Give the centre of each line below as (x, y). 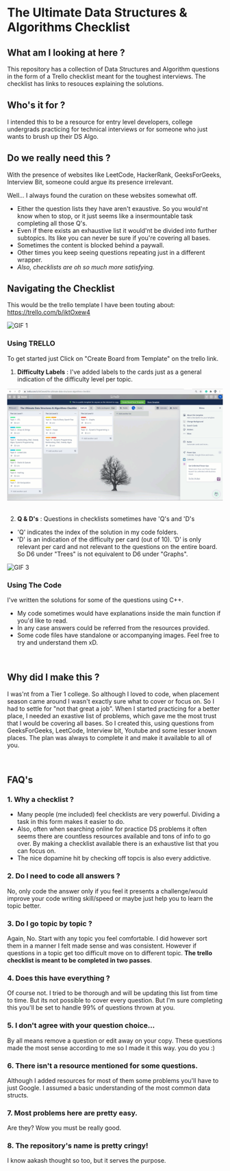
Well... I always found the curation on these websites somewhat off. (102, 195)
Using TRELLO (31, 344)
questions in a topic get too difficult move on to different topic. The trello (110, 953)
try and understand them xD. (57, 642)
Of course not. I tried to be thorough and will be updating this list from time (112, 993)
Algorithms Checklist (68, 27)
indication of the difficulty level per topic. (75, 379)
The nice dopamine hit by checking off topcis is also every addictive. (114, 858)
